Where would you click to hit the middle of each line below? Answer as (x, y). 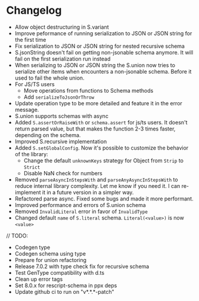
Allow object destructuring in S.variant (62, 27)
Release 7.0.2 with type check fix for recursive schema (82, 266)
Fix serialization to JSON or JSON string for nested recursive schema (99, 46)
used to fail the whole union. (49, 78)
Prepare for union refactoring (51, 260)
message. (27, 110)
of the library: (32, 154)
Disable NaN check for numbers (63, 173)
